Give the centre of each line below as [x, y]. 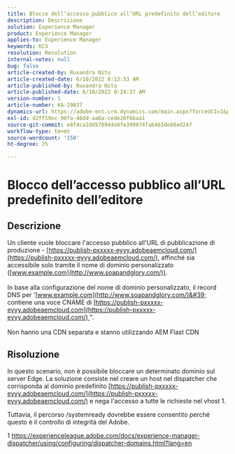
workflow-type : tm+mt [39, 131]
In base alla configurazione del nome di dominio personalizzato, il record [112, 288]
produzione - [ [28, 251]
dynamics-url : [28, 112]
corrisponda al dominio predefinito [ [59, 386]
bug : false [23, 66]
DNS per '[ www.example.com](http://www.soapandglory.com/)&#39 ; [107, 295]
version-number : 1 [34, 99]
